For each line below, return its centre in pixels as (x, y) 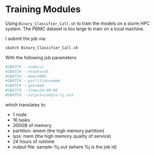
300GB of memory (32, 125)
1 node (20, 114)
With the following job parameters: (41, 57)
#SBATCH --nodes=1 (25, 67)
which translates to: (26, 104)
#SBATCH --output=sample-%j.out (39, 95)
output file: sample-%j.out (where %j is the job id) (65, 147)
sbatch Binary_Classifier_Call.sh (42, 48)
